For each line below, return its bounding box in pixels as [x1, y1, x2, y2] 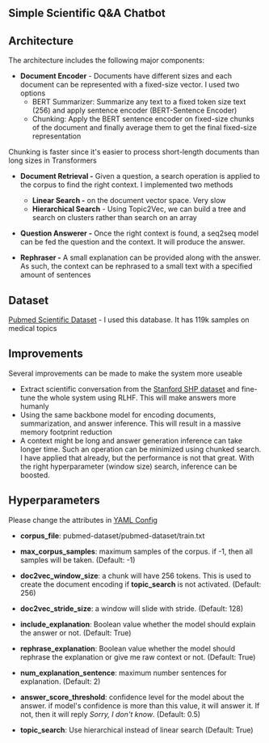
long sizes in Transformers [8, 155, 97, 165]
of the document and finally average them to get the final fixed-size [32, 123, 257, 133]
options [19, 88, 46, 98]
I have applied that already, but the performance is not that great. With [19, 452, 254, 462]
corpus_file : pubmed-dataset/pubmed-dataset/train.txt [19, 530, 205, 541]
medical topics [8, 324, 57, 333]
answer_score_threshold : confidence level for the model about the [19, 692, 245, 702]
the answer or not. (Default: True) [19, 627, 132, 638]
